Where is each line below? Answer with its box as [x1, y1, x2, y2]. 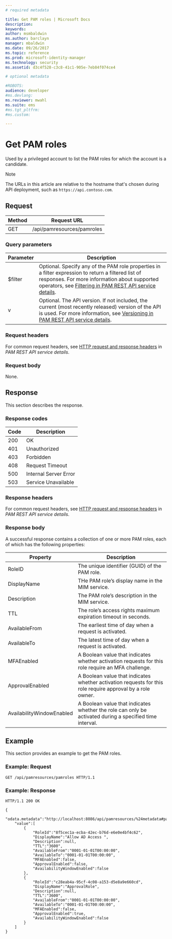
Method [8, 217, 28, 224]
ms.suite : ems [5, 102, 36, 108]
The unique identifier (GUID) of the [77, 562, 162, 569]
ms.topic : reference [5, 50, 50, 56]
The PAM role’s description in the [77, 592, 157, 599]
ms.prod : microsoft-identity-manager [5, 55, 86, 60]
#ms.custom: [5, 112, 31, 117]
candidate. [5, 161, 28, 167]
